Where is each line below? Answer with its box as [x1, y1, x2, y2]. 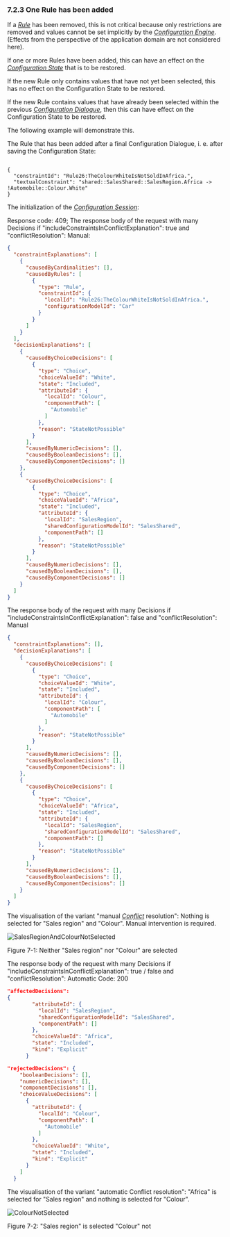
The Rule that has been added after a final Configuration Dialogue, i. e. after [7, 140, 223, 148]
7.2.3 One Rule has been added [7, 5, 114, 15]
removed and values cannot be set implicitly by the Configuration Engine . [7, 28, 217, 36]
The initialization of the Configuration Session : [7, 203, 140, 211]
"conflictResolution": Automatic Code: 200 [7, 974, 129, 983]
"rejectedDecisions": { [7, 1065, 76, 1072]
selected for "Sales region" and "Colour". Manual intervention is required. [7, 919, 217, 928]
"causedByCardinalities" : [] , [25, 264, 113, 271]
